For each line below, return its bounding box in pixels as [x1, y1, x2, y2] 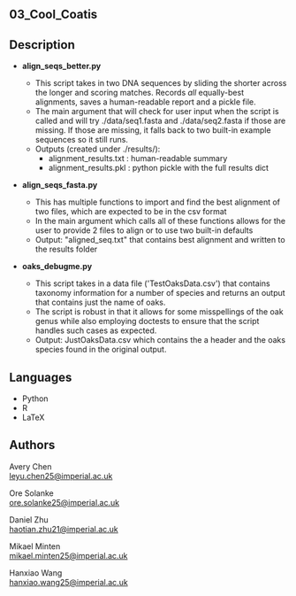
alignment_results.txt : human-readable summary [48, 153, 228, 164]
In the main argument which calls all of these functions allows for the [34, 216, 285, 227]
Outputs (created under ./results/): [34, 143, 161, 154]
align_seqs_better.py [21, 61, 102, 72]
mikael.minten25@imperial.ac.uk [9, 550, 128, 561]
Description [9, 37, 75, 52]
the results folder [34, 244, 98, 255]
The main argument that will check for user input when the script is [34, 106, 280, 117]
